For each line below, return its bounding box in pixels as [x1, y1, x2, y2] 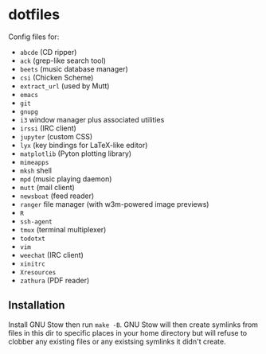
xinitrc [19, 260, 45, 268]
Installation [8, 298, 65, 312]
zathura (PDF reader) [19, 275, 90, 285]
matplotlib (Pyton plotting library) [19, 149, 132, 158]
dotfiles [8, 6, 61, 24]
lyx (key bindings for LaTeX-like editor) [19, 140, 148, 150]
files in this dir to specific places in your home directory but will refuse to [8, 328, 248, 337]
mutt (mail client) [19, 182, 76, 192]
